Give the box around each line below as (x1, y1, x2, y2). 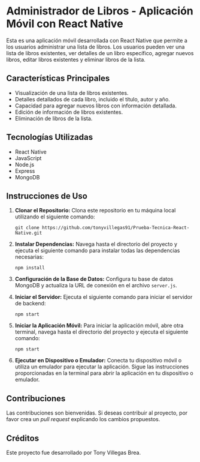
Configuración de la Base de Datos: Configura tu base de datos (14, 275, 174, 283)
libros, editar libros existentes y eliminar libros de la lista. (6, 56, 146, 63)
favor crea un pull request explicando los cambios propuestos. (6, 416, 160, 423)
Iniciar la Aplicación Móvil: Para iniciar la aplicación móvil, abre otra (14, 322, 184, 329)
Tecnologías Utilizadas (6, 132, 93, 142)
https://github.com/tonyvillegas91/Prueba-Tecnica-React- (41, 225, 190, 231)
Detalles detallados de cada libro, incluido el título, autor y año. (14, 95, 171, 103)
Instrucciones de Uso (6, 191, 88, 201)
